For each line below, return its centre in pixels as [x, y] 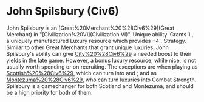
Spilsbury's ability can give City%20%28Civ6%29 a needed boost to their [99, 53]
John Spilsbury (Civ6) [63, 11]
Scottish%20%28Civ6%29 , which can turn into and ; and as [81, 73]
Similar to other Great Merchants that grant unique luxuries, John [87, 47]
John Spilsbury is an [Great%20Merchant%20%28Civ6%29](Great [90, 28]
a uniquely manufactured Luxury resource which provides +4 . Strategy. [96, 41]
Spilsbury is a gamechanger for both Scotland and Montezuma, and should [100, 86]
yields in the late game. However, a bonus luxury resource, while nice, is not [101, 60]
